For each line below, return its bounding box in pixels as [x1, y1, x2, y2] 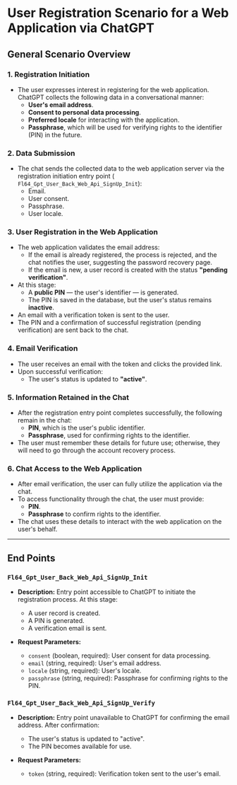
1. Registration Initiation [7, 69, 90, 79]
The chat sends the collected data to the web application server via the [17, 164, 224, 173]
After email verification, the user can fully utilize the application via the [17, 480, 223, 488]
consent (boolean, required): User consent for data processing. [28, 651, 211, 660]
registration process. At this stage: [17, 595, 118, 604]
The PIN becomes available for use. [28, 742, 132, 751]
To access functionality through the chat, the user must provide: [17, 495, 205, 503]
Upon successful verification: [17, 367, 104, 376]
